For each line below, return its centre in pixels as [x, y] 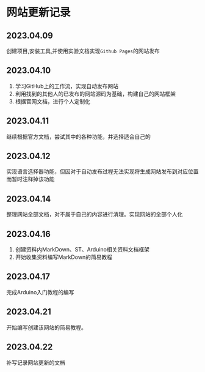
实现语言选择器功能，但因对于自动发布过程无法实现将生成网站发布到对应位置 [103, 171]
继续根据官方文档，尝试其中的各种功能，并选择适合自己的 [78, 136]
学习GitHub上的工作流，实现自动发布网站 [67, 86]
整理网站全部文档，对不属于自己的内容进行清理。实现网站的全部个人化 [95, 214]
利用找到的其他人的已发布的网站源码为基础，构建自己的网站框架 [95, 94]
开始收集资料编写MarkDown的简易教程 [64, 257]
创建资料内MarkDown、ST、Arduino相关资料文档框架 [82, 250]
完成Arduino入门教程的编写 [40, 292]
